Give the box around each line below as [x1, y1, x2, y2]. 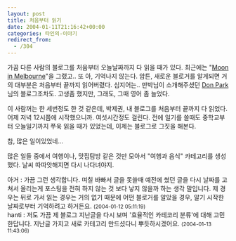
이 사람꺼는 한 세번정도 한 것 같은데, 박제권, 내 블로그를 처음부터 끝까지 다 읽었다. [7, 105, 228, 112]
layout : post [7, 10, 46, 18]
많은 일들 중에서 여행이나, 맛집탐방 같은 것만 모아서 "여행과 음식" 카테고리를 [7, 152, 214, 160]
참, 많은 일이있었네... [7, 137, 64, 145]
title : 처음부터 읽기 [7, 17, 62, 24]
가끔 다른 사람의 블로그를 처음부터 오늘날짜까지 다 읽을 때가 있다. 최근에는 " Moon [7, 63, 229, 71]
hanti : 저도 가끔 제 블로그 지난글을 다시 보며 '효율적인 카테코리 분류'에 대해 [7, 211, 212, 219]
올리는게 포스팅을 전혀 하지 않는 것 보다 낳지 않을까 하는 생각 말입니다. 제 [20, 184, 219, 193]
